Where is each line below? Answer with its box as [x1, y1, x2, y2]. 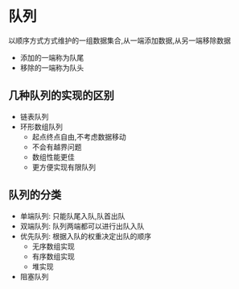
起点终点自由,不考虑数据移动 [31, 132, 126, 141]
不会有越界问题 [31, 142, 82, 152]
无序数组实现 [31, 241, 75, 251]
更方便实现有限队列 [31, 162, 97, 172]
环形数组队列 [19, 122, 63, 132]
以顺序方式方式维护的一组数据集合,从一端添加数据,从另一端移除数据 [8, 36, 232, 45]
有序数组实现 [31, 251, 75, 261]
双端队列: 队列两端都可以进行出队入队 [19, 221, 145, 231]
